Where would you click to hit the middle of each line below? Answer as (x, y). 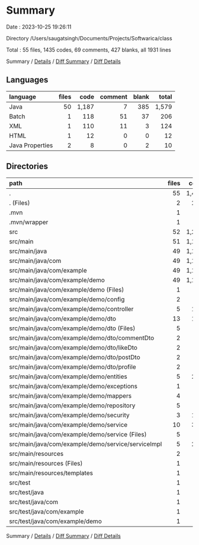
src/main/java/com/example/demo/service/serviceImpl (86, 444)
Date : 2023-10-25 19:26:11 (39, 27)
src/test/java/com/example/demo (55, 521)
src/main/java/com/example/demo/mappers (70, 395)
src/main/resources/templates (51, 473)
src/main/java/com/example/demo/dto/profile (73, 367)
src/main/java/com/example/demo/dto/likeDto (73, 347)
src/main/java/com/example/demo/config (67, 299)
